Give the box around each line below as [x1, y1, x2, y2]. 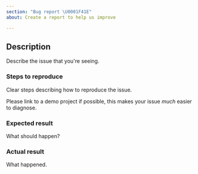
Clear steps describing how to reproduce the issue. [6, 86, 132, 93]
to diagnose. [6, 104, 37, 111]
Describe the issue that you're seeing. [6, 57, 100, 65]
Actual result [6, 147, 45, 155]
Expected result [6, 119, 53, 127]
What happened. [6, 161, 47, 168]
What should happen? [6, 132, 60, 139]
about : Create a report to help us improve [6, 14, 116, 20]
